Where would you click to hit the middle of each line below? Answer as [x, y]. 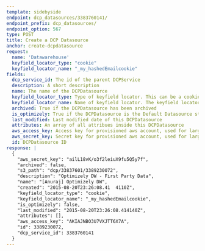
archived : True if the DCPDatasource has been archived [84, 108]
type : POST [20, 35]
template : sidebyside [34, 12]
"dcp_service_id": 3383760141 [56, 233]
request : [17, 52]
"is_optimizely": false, [49, 205]
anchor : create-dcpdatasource [45, 46]
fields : [16, 74]
